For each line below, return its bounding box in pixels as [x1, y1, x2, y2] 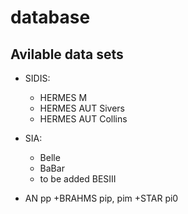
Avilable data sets [10, 46, 124, 63]
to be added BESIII [39, 173, 117, 185]
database [10, 6, 91, 29]
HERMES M [39, 92, 88, 103]
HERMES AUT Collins [39, 113, 128, 125]
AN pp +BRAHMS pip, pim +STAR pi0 [24, 192, 179, 204]
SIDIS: [24, 72, 51, 84]
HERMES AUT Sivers [39, 102, 125, 114]
